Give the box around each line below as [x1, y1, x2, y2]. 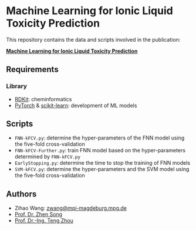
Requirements [6, 65, 59, 75]
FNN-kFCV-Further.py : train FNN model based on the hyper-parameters [14, 147, 186, 154]
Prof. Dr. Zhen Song [14, 211, 63, 218]
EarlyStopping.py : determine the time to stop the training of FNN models [14, 159, 191, 166]
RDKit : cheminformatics [14, 95, 72, 102]
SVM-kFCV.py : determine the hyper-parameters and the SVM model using [14, 166, 190, 173]
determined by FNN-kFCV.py [14, 153, 81, 160]
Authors [6, 189, 37, 199]
